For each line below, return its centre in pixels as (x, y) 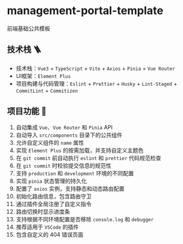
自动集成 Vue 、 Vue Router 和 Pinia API (64, 127)
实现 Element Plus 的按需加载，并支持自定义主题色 (80, 150)
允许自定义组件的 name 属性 (50, 142)
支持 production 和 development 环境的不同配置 (75, 173)
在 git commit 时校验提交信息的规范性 (64, 166)
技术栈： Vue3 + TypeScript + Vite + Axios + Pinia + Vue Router (95, 68)
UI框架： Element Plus (43, 76)
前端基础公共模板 (29, 28)
